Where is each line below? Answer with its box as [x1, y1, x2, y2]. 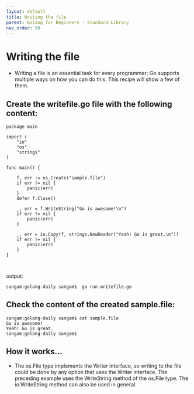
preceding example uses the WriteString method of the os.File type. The [14, 375, 189, 382]
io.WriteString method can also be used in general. [14, 381, 137, 388]
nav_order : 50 [6, 25, 41, 31]
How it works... [6, 347, 63, 356]
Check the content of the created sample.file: [6, 300, 175, 310]
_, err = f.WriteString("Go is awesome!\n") [16, 206, 127, 212]
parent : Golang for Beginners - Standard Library [6, 19, 130, 25]
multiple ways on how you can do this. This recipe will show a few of [14, 76, 180, 83]
